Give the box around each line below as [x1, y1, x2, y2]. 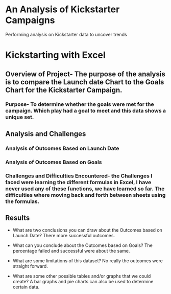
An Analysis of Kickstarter [5, 4, 120, 15]
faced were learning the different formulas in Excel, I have [5, 178, 152, 186]
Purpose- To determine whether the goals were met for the [5, 101, 154, 108]
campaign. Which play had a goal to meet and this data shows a [5, 107, 166, 115]
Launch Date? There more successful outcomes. [12, 233, 115, 239]
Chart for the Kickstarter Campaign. [5, 85, 123, 94]
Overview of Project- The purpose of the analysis [5, 70, 166, 78]
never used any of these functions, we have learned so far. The [5, 185, 165, 192]
